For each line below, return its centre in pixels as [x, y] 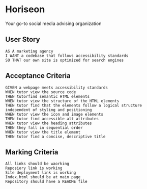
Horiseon [25, 9]
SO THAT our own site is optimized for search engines [65, 60]
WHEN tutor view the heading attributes [49, 123]
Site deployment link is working [41, 173]
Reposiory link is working [34, 168]
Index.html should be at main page [43, 177]
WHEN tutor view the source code [41, 92]
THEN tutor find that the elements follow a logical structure [74, 105]
